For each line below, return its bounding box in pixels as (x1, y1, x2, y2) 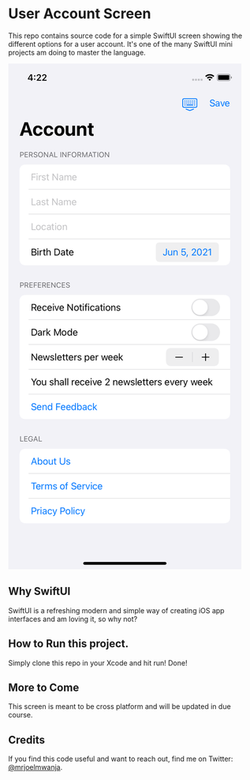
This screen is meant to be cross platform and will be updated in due (8, 702, 231, 711)
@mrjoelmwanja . (8, 763, 63, 772)
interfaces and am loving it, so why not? (8, 614, 138, 624)
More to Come (8, 680, 80, 694)
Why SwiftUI (8, 585, 71, 598)
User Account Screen (8, 5, 151, 23)
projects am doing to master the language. (8, 47, 146, 57)
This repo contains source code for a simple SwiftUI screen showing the (8, 31, 243, 40)
